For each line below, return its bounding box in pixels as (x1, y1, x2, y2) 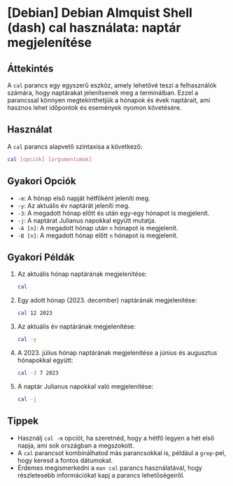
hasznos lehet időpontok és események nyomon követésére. (7, 104, 182, 111)
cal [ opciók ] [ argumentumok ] (7, 155, 92, 162)
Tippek (7, 415, 38, 427)
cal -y (17, 336, 37, 343)
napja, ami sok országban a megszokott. (17, 441, 134, 450)
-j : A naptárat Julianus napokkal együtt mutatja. (17, 216, 157, 225)
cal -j (17, 396, 37, 403)
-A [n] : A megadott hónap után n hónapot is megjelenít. (17, 223, 178, 232)
